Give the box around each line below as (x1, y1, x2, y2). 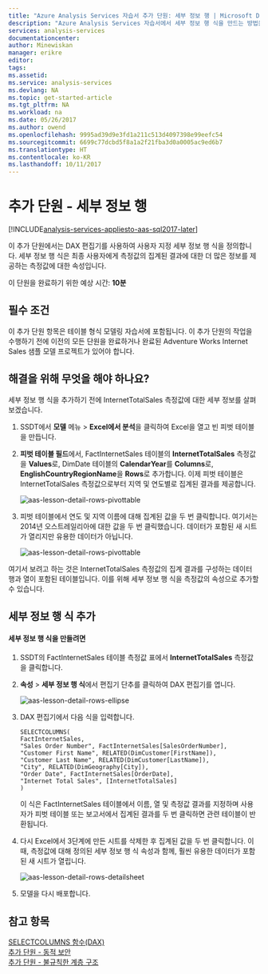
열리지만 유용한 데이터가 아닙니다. (28, 531, 133, 541)
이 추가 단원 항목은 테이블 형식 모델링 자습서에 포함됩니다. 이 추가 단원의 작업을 (8, 326, 253, 336)
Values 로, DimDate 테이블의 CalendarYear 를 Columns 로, (28, 459, 214, 468)
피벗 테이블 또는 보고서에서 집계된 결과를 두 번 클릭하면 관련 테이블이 (34, 809, 248, 819)
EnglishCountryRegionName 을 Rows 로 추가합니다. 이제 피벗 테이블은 (19, 469, 244, 479)
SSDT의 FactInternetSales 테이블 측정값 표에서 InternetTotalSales (19, 653, 233, 663)
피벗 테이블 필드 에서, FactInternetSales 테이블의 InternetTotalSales (19, 449, 235, 459)
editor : (8, 57, 34, 65)
